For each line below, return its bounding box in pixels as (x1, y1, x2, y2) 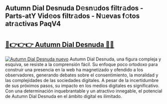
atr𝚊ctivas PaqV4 (5, 19, 61, 28)
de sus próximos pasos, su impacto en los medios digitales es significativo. (5, 82, 160, 88)
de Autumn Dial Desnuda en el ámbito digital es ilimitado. (5, 93, 122, 99)
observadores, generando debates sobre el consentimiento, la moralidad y (5, 72, 159, 78)
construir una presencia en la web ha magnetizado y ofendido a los (5, 67, 144, 72)
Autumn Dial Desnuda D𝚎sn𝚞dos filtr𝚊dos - (5, 4, 144, 12)
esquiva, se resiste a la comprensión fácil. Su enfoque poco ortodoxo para (5, 61, 158, 67)
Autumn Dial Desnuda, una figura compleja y (69, 56, 162, 62)
